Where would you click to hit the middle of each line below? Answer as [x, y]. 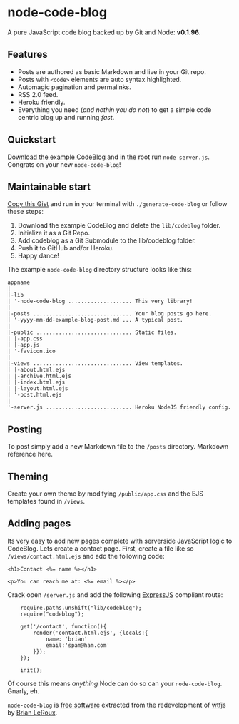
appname [19, 282]
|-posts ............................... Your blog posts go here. [110, 314]
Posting [25, 429]
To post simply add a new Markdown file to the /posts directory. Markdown [118, 447]
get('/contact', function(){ [63, 626]
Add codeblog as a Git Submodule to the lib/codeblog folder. [107, 240]
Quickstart [32, 140]
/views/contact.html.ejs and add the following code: [86, 556]
